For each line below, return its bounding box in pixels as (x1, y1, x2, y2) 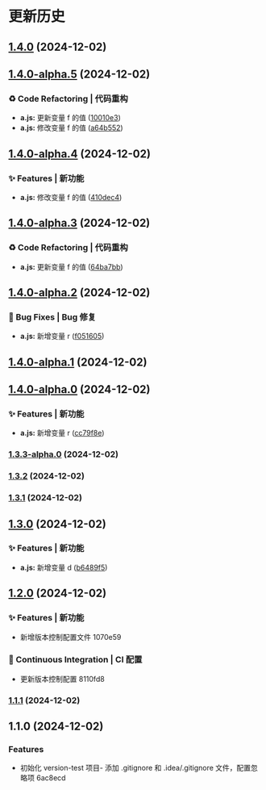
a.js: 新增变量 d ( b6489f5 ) (19, 562, 108, 572)
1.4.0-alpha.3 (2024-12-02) (8, 216, 151, 230)
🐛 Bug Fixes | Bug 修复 (8, 311, 97, 323)
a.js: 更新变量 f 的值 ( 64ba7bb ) (19, 261, 123, 271)
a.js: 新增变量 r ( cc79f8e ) (19, 428, 105, 438)
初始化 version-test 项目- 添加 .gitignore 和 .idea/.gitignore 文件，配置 (19, 763, 251, 773)
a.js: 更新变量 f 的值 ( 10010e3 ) (19, 113, 121, 123)
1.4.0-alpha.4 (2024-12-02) (8, 147, 152, 161)
